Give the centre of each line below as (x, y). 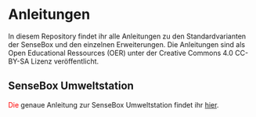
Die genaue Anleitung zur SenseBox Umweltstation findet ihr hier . (114, 104)
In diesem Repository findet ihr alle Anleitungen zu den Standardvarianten (127, 36)
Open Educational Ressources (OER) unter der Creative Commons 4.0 (121, 53)
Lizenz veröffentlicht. (65, 61)
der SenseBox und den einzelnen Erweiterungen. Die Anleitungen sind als (127, 44)
